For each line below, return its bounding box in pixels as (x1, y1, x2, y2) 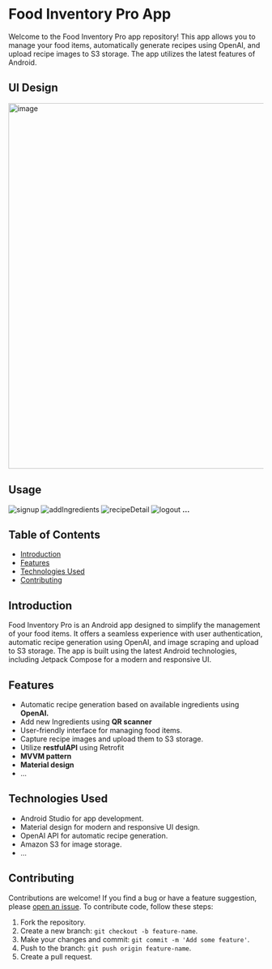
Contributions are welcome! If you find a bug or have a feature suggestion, (8, 893, 257, 903)
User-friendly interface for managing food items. (19, 726, 183, 735)
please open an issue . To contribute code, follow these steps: (8, 901, 214, 911)
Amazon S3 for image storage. (19, 839, 122, 849)
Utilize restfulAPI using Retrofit (19, 743, 125, 752)
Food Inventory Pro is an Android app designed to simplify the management (8, 621, 261, 630)
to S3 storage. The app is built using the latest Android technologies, (8, 646, 237, 656)
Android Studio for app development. (19, 813, 144, 823)
